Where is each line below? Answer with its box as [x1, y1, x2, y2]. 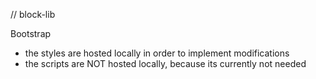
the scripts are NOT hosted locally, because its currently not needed [24, 58, 307, 69]
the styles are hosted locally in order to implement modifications [24, 47, 290, 59]
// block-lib [10, 9, 56, 20]
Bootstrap [10, 28, 52, 39]
